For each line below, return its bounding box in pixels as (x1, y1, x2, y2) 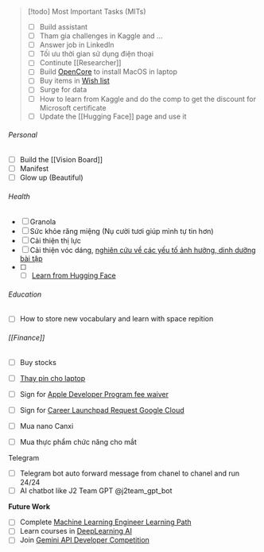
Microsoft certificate (39, 103, 107, 112)
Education (8, 290, 42, 299)
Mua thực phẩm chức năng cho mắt (19, 437, 138, 447)
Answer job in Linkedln (39, 40, 115, 50)
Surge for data (39, 85, 87, 95)
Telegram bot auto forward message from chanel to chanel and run (19, 468, 240, 478)
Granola (29, 217, 56, 227)
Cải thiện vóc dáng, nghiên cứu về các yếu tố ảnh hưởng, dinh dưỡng (29, 246, 256, 255)
